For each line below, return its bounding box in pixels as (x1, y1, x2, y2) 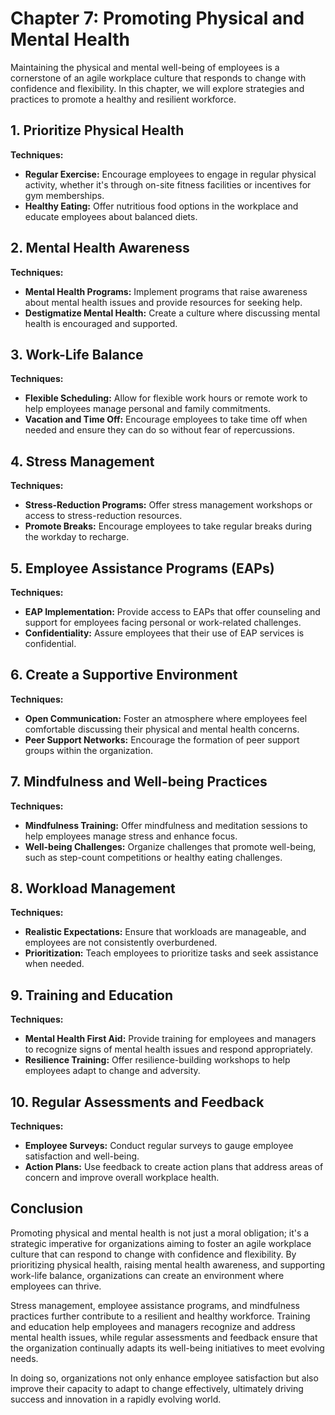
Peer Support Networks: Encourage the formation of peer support (24, 733, 300, 746)
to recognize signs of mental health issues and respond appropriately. (24, 1043, 313, 1056)
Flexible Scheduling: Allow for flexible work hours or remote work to (24, 392, 308, 404)
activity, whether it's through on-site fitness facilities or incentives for (24, 178, 312, 191)
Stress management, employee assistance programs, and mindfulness (10, 1299, 300, 1311)
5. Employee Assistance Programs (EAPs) (10, 560, 275, 577)
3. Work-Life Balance (10, 346, 144, 363)
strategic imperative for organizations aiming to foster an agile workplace (10, 1237, 312, 1249)
